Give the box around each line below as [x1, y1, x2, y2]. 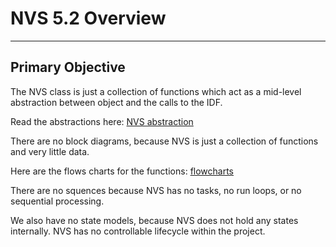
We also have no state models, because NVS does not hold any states [10, 214, 299, 226]
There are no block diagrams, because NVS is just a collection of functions [10, 135, 319, 147]
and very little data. [10, 145, 90, 157]
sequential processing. [10, 195, 105, 207]
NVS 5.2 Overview [10, 7, 167, 30]
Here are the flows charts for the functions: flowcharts [10, 165, 235, 177]
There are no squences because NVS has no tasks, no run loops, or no [10, 184, 302, 196]
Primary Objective [10, 59, 126, 76]
